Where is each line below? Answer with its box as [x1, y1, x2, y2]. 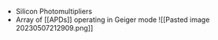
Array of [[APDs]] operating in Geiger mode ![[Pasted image [15, 15, 210, 24]
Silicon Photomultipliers [15, 7, 93, 16]
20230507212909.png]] [15, 24, 94, 32]
